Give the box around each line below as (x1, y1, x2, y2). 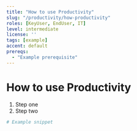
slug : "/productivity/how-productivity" (6, 15, 111, 21)
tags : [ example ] (6, 37, 48, 43)
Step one (15, 101, 39, 108)
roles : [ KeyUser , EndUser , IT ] (6, 20, 86, 26)
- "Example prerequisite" (12, 54, 78, 60)
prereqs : (6, 49, 29, 55)
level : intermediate (6, 26, 59, 32)
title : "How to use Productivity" (6, 9, 95, 15)
